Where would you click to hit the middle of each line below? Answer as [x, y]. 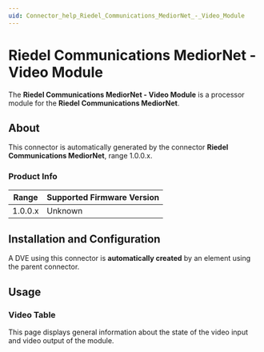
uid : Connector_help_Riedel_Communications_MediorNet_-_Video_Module [127, 16]
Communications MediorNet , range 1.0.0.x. [81, 156]
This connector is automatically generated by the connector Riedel [118, 147]
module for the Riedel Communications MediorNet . [94, 103]
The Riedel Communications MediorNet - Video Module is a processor [127, 94]
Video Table [32, 314]
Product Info [33, 177]
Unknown [65, 210]
